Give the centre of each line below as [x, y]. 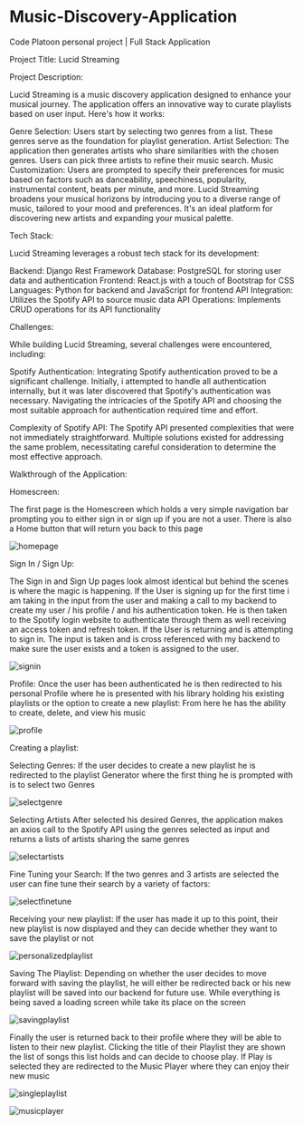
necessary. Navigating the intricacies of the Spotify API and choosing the [146, 400]
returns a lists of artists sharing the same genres [99, 839]
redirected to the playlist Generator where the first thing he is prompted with [151, 775]
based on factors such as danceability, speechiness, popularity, [128, 179]
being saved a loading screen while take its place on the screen [128, 1002]
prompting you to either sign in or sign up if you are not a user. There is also [151, 519]
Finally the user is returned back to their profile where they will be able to [146, 1037]
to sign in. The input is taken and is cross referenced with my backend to [145, 639]
